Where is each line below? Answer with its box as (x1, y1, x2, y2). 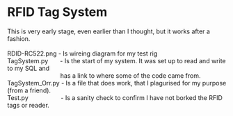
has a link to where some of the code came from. (60, 71, 201, 80)
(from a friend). (7, 86, 51, 94)
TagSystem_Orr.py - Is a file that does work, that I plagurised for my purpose (7, 78, 227, 87)
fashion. (7, 34, 31, 42)
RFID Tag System (7, 4, 108, 20)
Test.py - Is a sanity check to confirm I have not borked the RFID (7, 93, 223, 101)
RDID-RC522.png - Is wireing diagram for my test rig (7, 49, 158, 58)
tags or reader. (7, 101, 50, 109)
